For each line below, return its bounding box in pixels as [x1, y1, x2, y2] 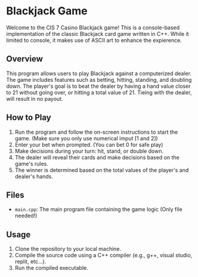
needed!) [14, 212, 38, 219]
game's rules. [14, 160, 49, 167]
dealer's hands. [14, 173, 54, 180]
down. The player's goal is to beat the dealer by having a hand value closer [6, 82, 191, 90]
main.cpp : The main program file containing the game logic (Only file [14, 206, 183, 213]
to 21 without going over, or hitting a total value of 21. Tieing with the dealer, [6, 88, 192, 96]
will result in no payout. [6, 95, 63, 102]
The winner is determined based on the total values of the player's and [14, 166, 189, 174]
